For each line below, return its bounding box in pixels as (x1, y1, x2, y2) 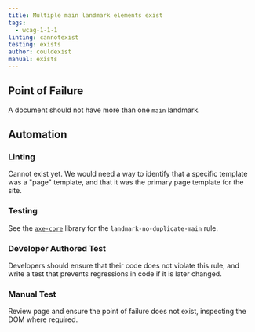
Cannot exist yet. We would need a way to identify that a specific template (8, 170, 248, 179)
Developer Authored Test (8, 243, 106, 254)
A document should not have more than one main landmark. (8, 105, 200, 115)
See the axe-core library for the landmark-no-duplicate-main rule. (8, 223, 218, 232)
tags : (8, 19, 26, 27)
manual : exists (8, 56, 58, 64)
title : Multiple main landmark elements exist (8, 11, 163, 20)
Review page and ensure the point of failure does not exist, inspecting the (8, 307, 247, 316)
